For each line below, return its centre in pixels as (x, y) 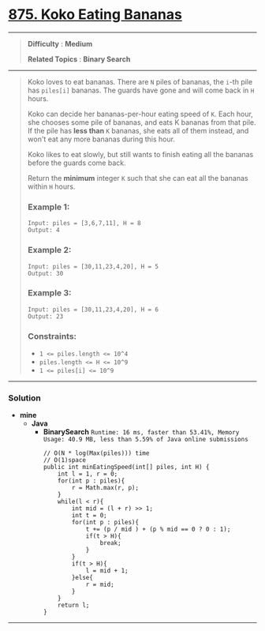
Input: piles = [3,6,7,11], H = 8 (84, 223)
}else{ (82, 578)
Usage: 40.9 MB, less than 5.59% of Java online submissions (146, 440)
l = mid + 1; (107, 571)
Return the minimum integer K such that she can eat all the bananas (138, 178)
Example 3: (50, 293)
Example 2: (49, 250)
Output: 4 (44, 231)
